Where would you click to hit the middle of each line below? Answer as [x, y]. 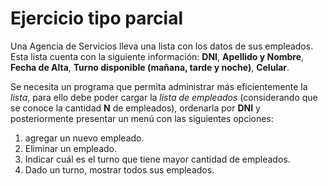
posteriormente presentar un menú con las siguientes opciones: [142, 118]
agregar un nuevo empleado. [84, 138]
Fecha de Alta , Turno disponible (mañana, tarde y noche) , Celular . [150, 67]
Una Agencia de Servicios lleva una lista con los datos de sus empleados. [162, 46]
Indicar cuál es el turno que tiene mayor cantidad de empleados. [157, 159]
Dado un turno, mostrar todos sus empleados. [119, 169]
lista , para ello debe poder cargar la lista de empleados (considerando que [164, 97]
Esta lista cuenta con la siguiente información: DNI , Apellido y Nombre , [157, 56]
